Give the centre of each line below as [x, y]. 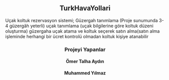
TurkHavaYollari [85, 8]
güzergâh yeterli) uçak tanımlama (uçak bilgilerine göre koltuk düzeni [81, 26]
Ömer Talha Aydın [85, 61]
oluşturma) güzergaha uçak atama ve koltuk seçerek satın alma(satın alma [83, 31]
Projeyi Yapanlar [85, 49]
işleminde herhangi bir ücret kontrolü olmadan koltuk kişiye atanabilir [77, 36]
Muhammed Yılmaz [85, 73]
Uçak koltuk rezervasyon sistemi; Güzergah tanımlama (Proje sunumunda [82, 20]
